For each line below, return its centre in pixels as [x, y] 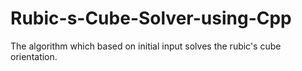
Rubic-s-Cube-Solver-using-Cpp [151, 18]
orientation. [34, 56]
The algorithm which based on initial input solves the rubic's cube [146, 46]
